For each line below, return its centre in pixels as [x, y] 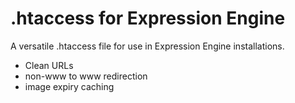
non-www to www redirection [86, 76]
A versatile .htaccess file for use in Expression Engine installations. [147, 46]
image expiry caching [69, 86]
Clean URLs [49, 65]
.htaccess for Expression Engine [148, 18]
